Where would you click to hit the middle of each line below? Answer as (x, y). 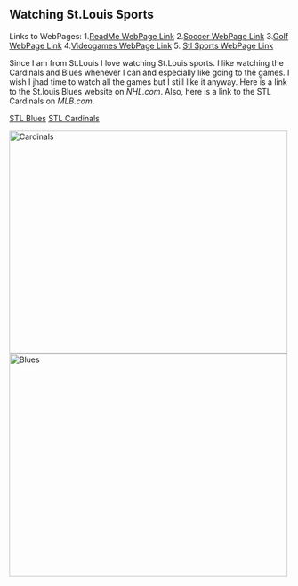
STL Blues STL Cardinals (54, 118)
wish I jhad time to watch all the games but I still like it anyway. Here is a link (148, 82)
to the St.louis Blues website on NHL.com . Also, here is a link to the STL (141, 91)
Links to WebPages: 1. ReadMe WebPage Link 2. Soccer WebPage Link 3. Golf (149, 36)
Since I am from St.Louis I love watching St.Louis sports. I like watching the (147, 62)
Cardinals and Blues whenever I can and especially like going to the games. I (149, 72)
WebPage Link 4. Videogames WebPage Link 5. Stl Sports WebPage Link (141, 45)
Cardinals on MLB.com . (52, 101)
